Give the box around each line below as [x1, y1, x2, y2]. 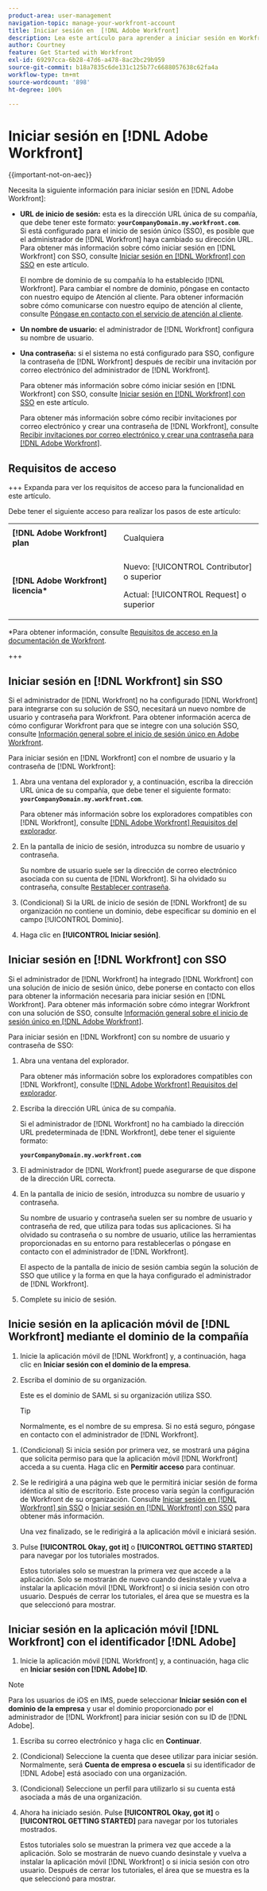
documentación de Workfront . [8, 636, 107, 645]
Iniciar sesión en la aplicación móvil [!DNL [8, 1622, 219, 1636]
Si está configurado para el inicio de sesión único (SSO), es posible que [19, 226, 255, 235]
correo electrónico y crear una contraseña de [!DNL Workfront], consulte [19, 422, 259, 431]
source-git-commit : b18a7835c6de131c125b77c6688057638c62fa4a [8, 64, 219, 72]
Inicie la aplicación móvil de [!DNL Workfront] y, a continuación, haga [19, 1351, 246, 1360]
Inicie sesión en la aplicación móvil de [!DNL [8, 1317, 230, 1331]
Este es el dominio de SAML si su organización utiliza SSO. [19, 1390, 212, 1400]
